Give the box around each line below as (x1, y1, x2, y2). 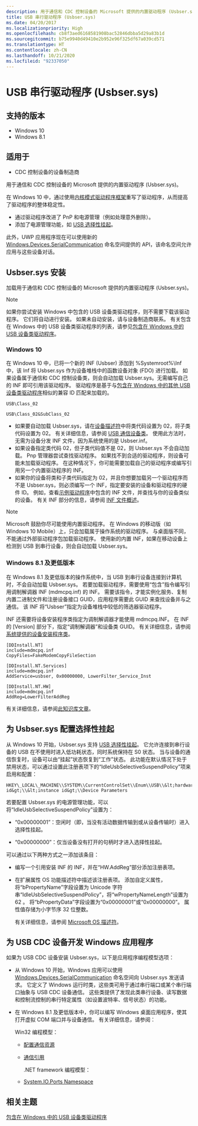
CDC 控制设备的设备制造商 (14, 169, 80, 176)
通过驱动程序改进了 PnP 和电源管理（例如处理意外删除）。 (14, 213, 154, 221)
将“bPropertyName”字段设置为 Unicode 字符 (14, 884, 123, 891)
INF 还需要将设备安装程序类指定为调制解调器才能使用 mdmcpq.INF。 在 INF (6, 616, 189, 623)
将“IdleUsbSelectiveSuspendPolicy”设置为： (6, 805, 114, 813)
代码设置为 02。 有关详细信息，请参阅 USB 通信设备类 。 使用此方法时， (14, 430, 189, 437)
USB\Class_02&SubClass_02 (6, 412, 70, 418)
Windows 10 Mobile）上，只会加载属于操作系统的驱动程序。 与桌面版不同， (6, 528, 189, 535)
